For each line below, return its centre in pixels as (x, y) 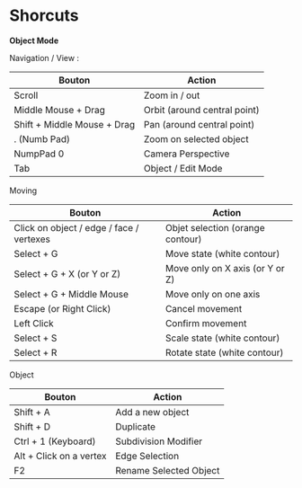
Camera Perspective (187, 154)
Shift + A (32, 412)
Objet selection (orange (215, 227)
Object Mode (34, 40)
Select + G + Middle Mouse (71, 294)
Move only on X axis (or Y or (225, 268)
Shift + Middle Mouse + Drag (75, 124)
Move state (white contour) (222, 253)
